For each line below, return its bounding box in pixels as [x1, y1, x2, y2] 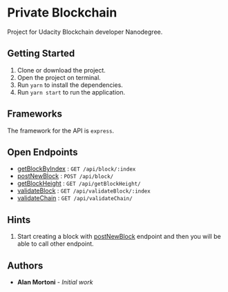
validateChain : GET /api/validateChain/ [17, 194, 133, 202]
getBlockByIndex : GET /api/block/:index [17, 164, 136, 173]
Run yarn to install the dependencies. [17, 81, 123, 89]
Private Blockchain [7, 5, 117, 21]
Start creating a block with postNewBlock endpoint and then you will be [17, 233, 221, 241]
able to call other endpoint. [17, 240, 95, 248]
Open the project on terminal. [17, 73, 102, 81]
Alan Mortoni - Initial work [17, 278, 93, 286]
